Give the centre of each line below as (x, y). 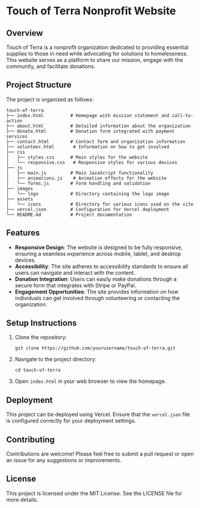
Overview (25, 33)
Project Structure (39, 85)
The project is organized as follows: (50, 99)
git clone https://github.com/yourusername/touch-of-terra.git (95, 348)
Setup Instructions (41, 323)
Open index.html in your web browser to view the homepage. (90, 381)
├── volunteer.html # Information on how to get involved (88, 147)
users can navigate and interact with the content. (75, 272)
